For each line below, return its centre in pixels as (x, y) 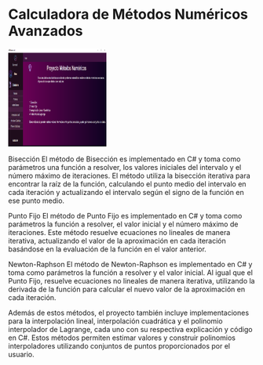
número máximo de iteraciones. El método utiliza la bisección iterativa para (130, 175)
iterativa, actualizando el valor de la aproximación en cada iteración (117, 240)
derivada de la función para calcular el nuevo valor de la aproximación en (127, 289)
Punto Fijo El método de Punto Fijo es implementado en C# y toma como (125, 215)
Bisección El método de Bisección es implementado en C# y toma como (124, 159)
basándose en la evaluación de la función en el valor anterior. (107, 249)
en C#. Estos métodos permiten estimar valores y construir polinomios (122, 338)
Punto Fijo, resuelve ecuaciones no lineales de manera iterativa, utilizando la (131, 280)
